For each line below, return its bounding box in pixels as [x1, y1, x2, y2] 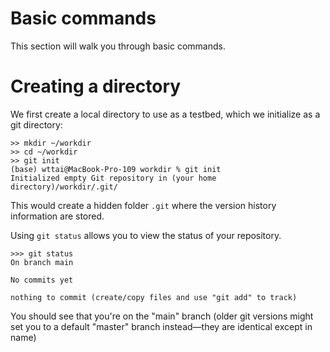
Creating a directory [10, 75, 182, 98]
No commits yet [10, 275, 74, 285]
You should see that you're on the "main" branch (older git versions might [10, 310, 314, 322]
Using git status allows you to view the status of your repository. [10, 229, 282, 241]
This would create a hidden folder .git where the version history [10, 199, 277, 211]
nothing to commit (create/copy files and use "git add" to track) [10, 292, 298, 302]
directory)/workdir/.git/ [10, 182, 118, 192]
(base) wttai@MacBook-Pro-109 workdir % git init [10, 164, 222, 174]
